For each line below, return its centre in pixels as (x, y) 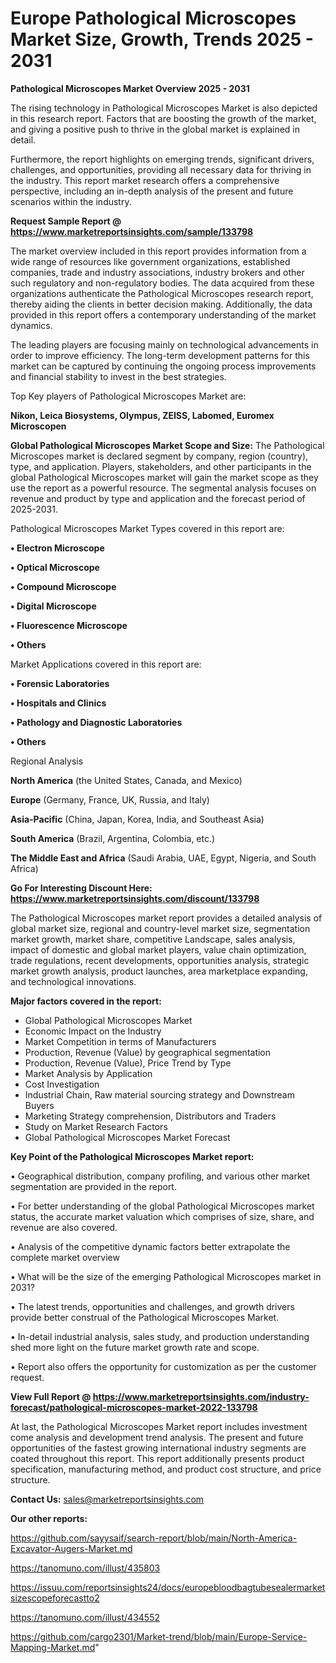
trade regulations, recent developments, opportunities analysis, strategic (160, 960)
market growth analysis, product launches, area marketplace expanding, (159, 971)
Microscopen (38, 426)
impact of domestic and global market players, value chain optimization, (158, 949)
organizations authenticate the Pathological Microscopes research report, (162, 293)
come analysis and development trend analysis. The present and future (157, 1437)
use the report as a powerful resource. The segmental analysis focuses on (163, 488)
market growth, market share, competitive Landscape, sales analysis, (153, 939)
